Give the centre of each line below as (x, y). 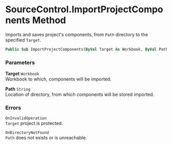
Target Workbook (22, 74)
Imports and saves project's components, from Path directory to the (77, 34)
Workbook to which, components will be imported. (58, 79)
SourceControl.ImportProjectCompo (84, 9)
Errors (13, 108)
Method (49, 20)
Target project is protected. (34, 123)
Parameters (20, 63)
